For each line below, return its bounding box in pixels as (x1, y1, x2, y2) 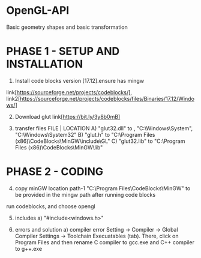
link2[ (6, 95, 20, 102)
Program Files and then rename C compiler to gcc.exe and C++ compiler (14, 238, 195, 246)
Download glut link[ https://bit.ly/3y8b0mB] (14, 113, 121, 120)
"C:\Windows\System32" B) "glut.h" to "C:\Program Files (14, 131, 155, 138)
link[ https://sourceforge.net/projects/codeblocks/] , (6, 88, 132, 96)
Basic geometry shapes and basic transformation (6, 23, 128, 31)
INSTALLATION (6, 58, 83, 71)
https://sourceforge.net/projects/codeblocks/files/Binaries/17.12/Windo (20, 95, 195, 102)
